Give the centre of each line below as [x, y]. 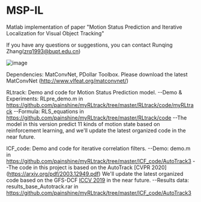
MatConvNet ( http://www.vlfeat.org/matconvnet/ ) [67, 81]
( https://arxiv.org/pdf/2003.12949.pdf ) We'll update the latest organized [95, 173]
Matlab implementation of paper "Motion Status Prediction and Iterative [94, 27]
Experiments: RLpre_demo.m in [45, 99]
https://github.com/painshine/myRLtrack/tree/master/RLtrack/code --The [97, 118]
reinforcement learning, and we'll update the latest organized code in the [96, 130]
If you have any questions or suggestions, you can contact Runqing [89, 45]
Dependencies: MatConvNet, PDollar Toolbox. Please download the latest [97, 74]
